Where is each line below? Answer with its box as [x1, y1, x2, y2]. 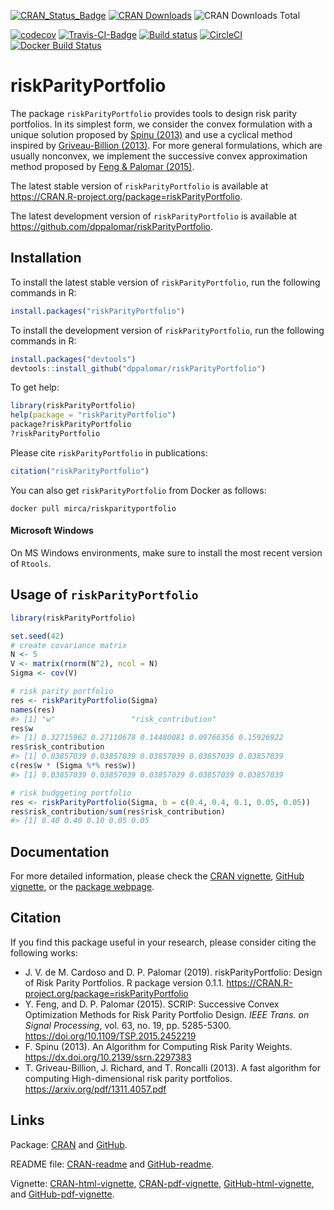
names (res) [10, 705, 56, 715]
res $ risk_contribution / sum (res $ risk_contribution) [10, 806, 226, 817]
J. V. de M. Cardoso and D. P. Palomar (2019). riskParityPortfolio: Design [24, 966, 323, 978]
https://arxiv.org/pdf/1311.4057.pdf [24, 1083, 167, 1095]
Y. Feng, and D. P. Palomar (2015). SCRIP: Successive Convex [24, 998, 280, 1010]
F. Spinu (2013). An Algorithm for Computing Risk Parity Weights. [24, 1040, 293, 1052]
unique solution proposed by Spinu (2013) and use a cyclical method [10, 128, 293, 140]
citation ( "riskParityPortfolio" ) [10, 466, 150, 476]
